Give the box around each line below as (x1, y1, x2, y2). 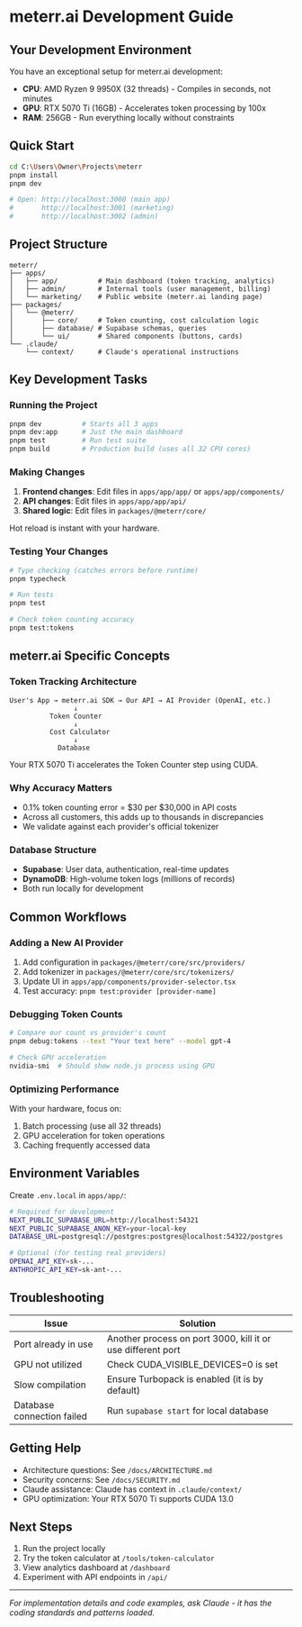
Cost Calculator (49, 727, 111, 736)
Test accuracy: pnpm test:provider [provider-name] (22, 985, 218, 996)
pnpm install (9, 170, 58, 179)
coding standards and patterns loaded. (9, 1607, 155, 1618)
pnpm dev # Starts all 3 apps (9, 419, 159, 429)
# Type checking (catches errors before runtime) (9, 566, 200, 575)
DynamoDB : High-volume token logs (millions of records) (22, 874, 235, 885)
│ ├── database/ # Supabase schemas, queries (9, 323, 207, 332)
